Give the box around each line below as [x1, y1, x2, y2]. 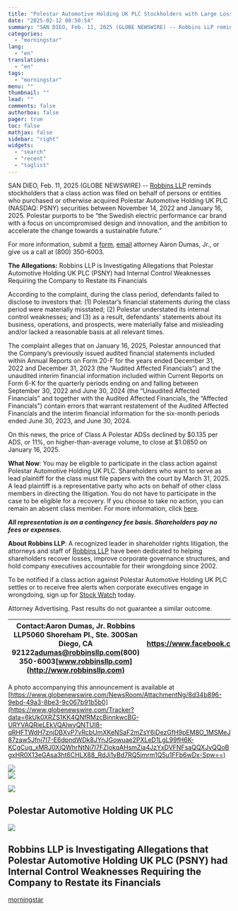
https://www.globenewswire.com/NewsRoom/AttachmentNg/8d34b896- [10, 690, 222, 699]
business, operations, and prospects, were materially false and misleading [8, 320, 224, 328]
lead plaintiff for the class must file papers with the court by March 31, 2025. [8, 474, 230, 482]
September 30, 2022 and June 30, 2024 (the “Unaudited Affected [8, 386, 200, 395]
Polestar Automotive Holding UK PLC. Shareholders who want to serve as [8, 466, 222, 475]
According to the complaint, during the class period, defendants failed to [8, 290, 220, 298]
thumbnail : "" [8, 89, 50, 96]
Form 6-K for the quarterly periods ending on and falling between [8, 379, 198, 387]
